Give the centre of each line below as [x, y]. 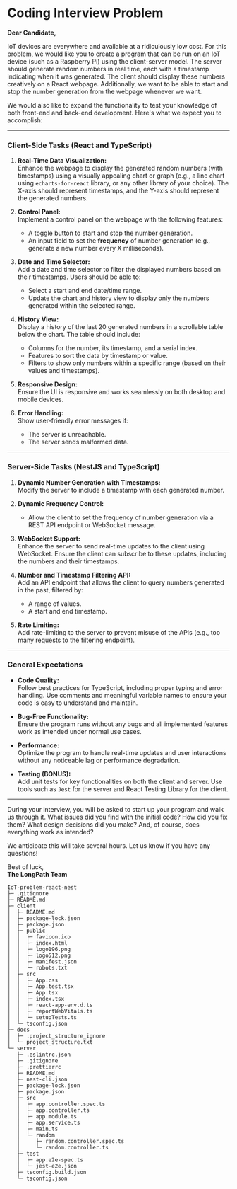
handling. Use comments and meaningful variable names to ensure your [122, 695]
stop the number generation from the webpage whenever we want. [105, 91]
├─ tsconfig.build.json [51, 1172]
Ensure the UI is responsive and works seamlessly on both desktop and [121, 392]
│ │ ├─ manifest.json [42, 961]
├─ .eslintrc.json [44, 1055]
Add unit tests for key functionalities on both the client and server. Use [120, 781]
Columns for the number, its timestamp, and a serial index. [113, 348]
